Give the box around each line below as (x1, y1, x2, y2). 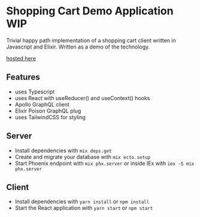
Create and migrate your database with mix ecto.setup (14, 153, 151, 160)
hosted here (6, 55, 36, 62)
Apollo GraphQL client (14, 101, 70, 108)
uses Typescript (14, 88, 55, 95)
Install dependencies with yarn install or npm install (14, 198, 150, 205)
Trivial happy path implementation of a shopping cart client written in (6, 37, 176, 44)
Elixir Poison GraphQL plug (14, 107, 81, 114)
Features (6, 72, 40, 82)
